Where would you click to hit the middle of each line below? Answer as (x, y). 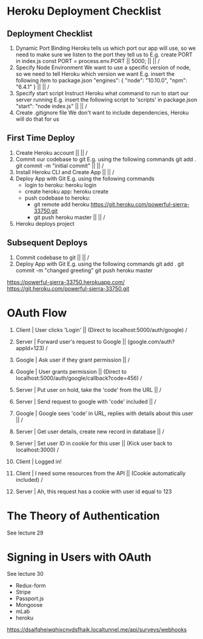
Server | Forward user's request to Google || (71, 342)
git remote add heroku (62, 204)
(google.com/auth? (151, 342)
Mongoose (29, 605)
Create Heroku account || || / (52, 152)
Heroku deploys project (45, 223)
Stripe (23, 592)
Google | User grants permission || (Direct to (71, 371)
